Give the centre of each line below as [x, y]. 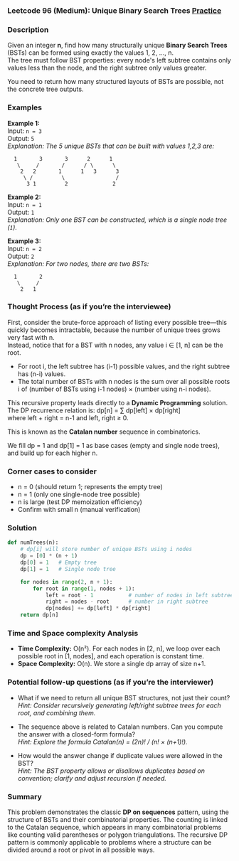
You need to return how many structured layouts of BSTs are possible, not [116, 82]
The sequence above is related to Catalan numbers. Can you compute [120, 727]
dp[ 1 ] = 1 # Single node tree [68, 569]
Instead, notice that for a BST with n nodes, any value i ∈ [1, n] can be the [115, 345]
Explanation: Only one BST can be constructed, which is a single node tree [117, 220]
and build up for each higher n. [53, 453]
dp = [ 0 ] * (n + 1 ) [49, 556]
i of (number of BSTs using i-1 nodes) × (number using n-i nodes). [114, 389]
